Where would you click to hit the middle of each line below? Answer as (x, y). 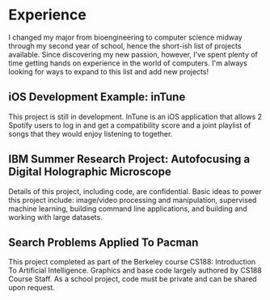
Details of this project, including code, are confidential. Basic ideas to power (135, 191)
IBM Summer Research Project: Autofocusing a (129, 159)
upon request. (32, 288)
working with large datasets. (55, 217)
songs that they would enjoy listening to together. (91, 133)
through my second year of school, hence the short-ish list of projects (125, 45)
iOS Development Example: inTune (97, 97)
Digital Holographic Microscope (90, 172)
